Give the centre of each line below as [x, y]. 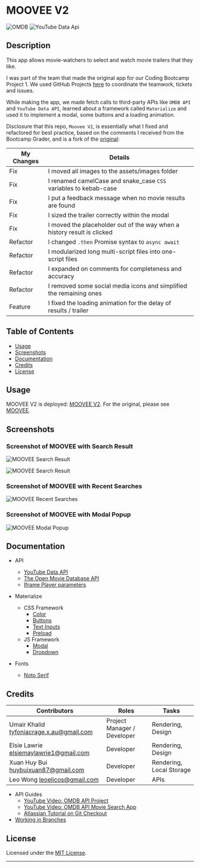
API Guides [29, 794]
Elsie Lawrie [26, 745]
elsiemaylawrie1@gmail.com [49, 753]
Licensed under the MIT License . [46, 853]
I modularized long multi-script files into [104, 251]
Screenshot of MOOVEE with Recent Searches [74, 486]
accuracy [61, 276]
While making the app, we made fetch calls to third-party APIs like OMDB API [99, 102]
